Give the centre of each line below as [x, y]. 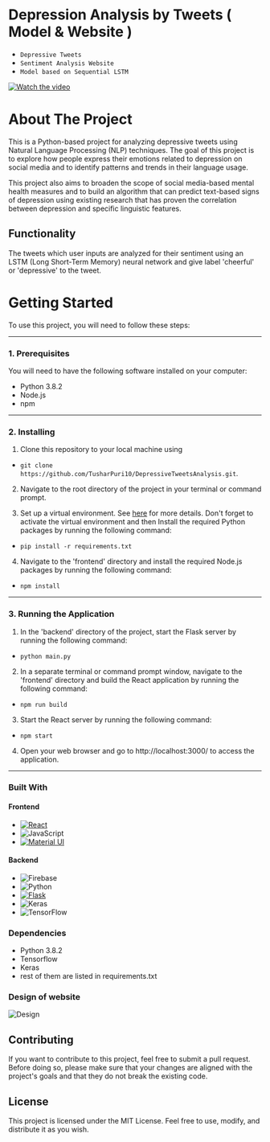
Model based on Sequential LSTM [74, 72]
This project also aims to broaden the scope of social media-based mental [131, 183]
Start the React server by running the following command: [116, 719]
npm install [40, 586]
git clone [37, 466]
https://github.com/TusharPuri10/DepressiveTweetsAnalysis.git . [129, 474]
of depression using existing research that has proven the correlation [123, 199]
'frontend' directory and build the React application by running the [129, 680]
